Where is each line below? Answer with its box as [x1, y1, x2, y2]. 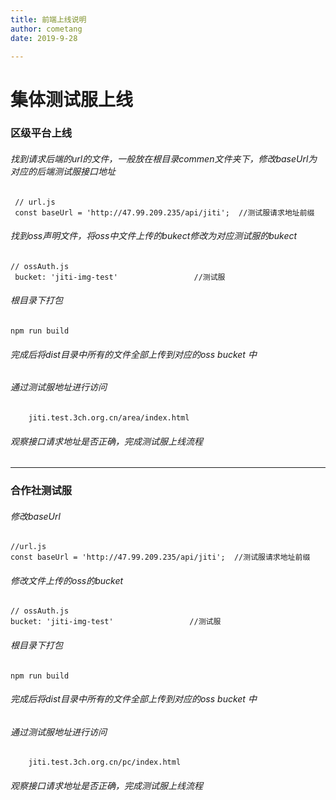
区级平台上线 [10, 126, 73, 140]
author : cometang [10, 24, 83, 34]
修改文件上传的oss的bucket [10, 574, 124, 586]
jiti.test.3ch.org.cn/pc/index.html [28, 757, 182, 768]
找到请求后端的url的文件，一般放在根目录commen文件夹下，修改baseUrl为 [10, 153, 318, 165]
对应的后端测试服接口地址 [10, 166, 116, 178]
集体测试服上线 [10, 88, 134, 111]
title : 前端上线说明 [10, 14, 87, 25]
